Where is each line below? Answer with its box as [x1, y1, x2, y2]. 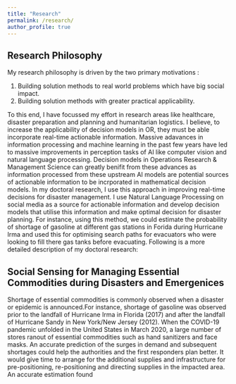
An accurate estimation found [7, 371, 94, 378]
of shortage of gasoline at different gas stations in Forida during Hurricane [7, 223, 223, 231]
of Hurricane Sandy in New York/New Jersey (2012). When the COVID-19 [7, 318, 220, 326]
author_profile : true [7, 23, 71, 30]
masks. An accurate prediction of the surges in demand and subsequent [7, 340, 217, 349]
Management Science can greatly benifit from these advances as [7, 163, 197, 171]
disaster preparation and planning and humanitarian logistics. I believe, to [7, 118, 221, 127]
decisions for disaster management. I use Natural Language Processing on [7, 193, 224, 202]
